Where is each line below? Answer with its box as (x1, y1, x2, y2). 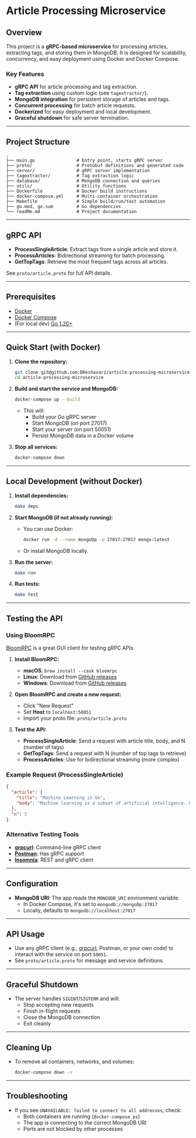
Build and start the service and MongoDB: (14, 385, 118, 392)
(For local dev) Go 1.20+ (14, 320, 73, 327)
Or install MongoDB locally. (23, 547, 89, 554)
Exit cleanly (23, 1020, 51, 1027)
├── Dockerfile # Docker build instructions (6, 189, 148, 194)
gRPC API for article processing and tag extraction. (14, 83, 138, 90)
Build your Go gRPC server (32, 413, 97, 421)
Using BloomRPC (6, 631, 55, 639)
